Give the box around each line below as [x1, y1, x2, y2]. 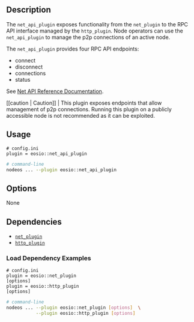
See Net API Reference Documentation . [6, 87, 104, 95]
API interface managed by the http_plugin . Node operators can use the [6, 27, 183, 34]
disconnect [14, 63, 43, 70]
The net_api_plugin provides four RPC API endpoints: [6, 45, 139, 52]
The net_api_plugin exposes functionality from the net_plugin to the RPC [6, 20, 188, 28]
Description [6, 5, 51, 15]
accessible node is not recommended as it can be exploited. [6, 112, 155, 119]
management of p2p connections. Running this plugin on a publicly [6, 105, 172, 113]
